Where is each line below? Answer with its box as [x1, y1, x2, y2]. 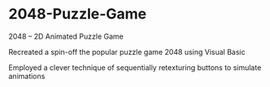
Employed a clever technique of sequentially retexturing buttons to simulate [8, 62, 262, 72]
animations [8, 71, 46, 81]
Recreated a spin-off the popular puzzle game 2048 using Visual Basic [8, 47, 246, 56]
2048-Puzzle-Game [8, 5, 147, 23]
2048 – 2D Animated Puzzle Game [8, 31, 124, 41]
